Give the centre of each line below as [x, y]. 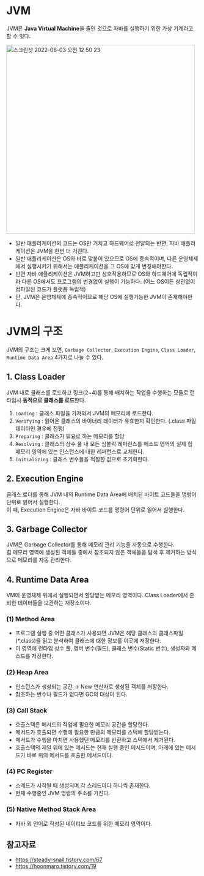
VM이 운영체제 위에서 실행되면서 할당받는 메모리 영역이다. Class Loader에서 [97, 595]
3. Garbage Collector [47, 529]
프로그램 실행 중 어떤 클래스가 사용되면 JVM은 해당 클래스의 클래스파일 [99, 633]
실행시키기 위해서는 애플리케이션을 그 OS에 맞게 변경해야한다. [100, 266]
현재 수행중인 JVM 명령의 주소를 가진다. [63, 793]
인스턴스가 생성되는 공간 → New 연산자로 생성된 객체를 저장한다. [92, 686]
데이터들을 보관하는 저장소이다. [54, 603]
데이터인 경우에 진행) [40, 428]
